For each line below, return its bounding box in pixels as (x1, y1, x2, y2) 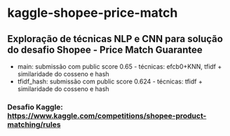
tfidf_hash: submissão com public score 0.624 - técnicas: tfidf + (17, 77, 203, 86)
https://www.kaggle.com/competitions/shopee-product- (7, 111, 207, 121)
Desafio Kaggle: (7, 102, 63, 111)
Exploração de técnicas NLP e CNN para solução (7, 33, 223, 45)
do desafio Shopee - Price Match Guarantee (7, 43, 203, 55)
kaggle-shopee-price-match (7, 5, 178, 21)
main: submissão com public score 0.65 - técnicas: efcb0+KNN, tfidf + (17, 62, 222, 71)
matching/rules (7, 119, 61, 129)
